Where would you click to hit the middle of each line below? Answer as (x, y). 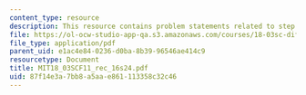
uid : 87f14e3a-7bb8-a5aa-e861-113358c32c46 (93, 77)
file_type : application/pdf (63, 43)
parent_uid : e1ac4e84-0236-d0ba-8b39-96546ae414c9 (107, 52)
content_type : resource (55, 18)
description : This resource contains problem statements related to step (153, 26)
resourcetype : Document (55, 60)
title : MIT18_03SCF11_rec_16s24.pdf (79, 69)
